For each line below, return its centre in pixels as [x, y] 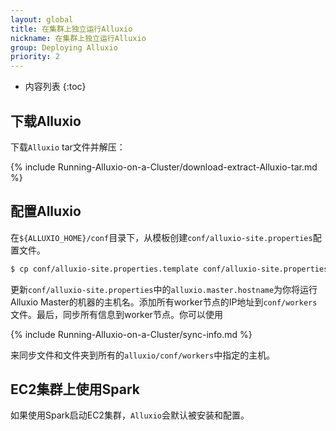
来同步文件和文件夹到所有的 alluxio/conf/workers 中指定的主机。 [143, 355]
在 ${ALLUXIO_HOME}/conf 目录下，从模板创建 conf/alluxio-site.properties [161, 237]
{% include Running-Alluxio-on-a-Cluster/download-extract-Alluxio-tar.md [164, 167]
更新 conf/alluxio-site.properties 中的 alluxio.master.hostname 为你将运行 [164, 289]
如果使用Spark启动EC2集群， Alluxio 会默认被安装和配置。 [130, 415]
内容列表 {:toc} [55, 87]
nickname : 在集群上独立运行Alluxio [78, 38]
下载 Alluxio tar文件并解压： [68, 147]
